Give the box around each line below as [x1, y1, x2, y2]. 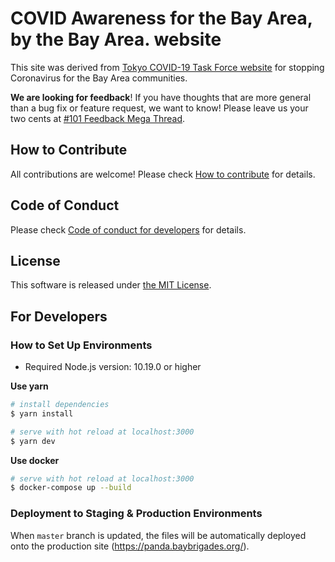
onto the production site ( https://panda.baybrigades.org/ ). [10, 540, 250, 552]
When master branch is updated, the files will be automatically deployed [10, 529, 307, 541]
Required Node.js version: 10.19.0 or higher [24, 361, 202, 373]
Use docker [10, 454, 60, 466]
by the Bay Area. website [10, 28, 222, 51]
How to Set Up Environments [10, 338, 153, 352]
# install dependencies [10, 400, 110, 410]
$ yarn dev [10, 436, 56, 446]
